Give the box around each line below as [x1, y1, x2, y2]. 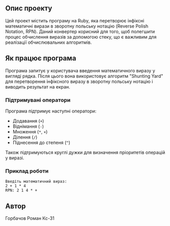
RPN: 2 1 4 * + [5, 188, 38, 193]
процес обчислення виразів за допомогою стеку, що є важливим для [5, 34, 157, 40]
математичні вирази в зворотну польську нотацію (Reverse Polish [5, 23, 149, 29]
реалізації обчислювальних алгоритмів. [5, 39, 92, 45]
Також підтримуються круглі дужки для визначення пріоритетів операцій [5, 149, 165, 155]
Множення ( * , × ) [12, 128, 48, 134]
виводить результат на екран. [5, 83, 70, 90]
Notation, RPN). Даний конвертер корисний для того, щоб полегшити [5, 28, 155, 35]
